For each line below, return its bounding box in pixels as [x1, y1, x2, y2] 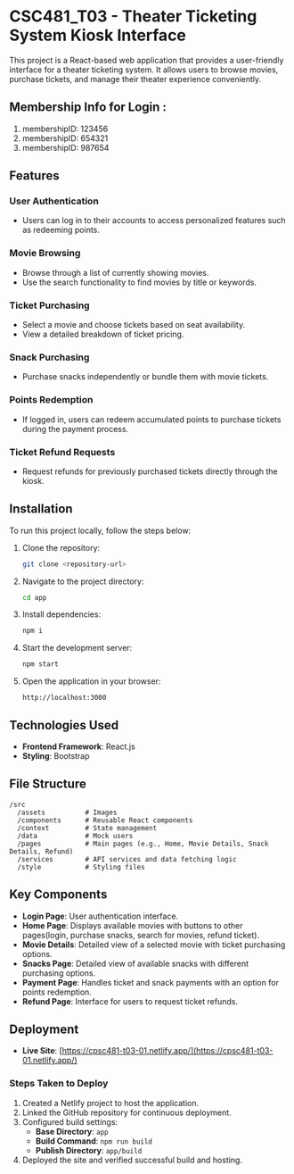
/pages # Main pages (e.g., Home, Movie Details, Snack [17, 839, 269, 848]
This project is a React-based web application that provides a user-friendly [9, 54, 284, 65]
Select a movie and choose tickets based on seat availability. [21, 320, 246, 330]
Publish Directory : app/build [35, 1145, 143, 1155]
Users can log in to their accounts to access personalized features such [21, 215, 287, 226]
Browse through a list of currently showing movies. [21, 267, 209, 278]
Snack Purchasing [9, 351, 90, 363]
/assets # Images [17, 808, 118, 817]
